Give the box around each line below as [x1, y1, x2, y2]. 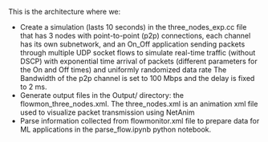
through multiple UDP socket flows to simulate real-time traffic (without [19, 48, 256, 57]
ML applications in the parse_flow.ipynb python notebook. [19, 124, 212, 134]
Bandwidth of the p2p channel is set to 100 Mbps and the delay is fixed [19, 74, 255, 83]
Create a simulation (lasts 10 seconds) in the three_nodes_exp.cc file [19, 22, 247, 31]
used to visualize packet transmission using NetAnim [19, 108, 195, 117]
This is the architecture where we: [8, 7, 121, 16]
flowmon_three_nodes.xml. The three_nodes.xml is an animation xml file [19, 99, 258, 108]
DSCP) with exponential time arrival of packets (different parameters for [19, 56, 258, 66]
